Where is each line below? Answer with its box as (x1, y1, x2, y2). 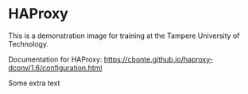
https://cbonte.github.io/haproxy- (103, 55, 213, 64)
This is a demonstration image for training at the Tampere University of (8, 31, 240, 40)
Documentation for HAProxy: (8, 55, 103, 64)
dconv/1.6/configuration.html (8, 62, 103, 72)
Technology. (8, 39, 49, 48)
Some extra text (8, 78, 60, 88)
